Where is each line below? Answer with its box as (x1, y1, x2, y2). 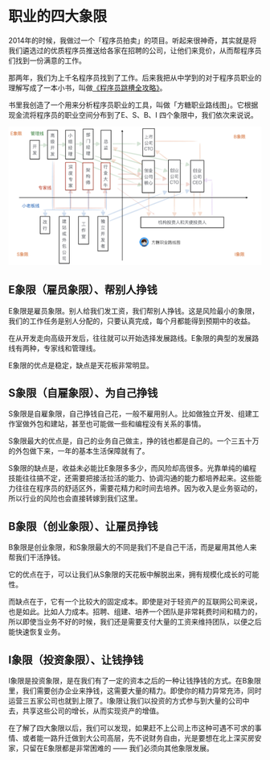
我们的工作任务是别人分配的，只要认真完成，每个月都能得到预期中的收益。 (8, 316, 255, 326)
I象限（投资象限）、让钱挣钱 (8, 653, 144, 667)
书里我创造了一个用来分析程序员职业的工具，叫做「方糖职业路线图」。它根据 (8, 100, 259, 110)
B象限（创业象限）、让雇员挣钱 (8, 519, 158, 533)
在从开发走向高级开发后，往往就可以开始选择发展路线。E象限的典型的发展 (8, 333, 252, 343)
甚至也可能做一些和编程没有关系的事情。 (71, 419, 206, 429)
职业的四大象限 (8, 7, 108, 26)
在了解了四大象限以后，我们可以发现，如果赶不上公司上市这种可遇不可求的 (8, 723, 255, 733)
